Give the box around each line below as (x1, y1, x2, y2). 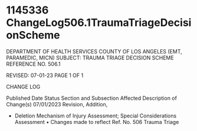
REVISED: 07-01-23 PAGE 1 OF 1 (6, 72, 84, 79)
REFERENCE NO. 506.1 (6, 60, 61, 68)
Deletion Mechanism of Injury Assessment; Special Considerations (14, 112, 177, 119)
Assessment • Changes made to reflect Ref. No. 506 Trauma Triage (14, 118, 179, 125)
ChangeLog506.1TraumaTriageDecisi (6, 16, 192, 29)
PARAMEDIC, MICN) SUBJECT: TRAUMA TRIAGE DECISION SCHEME (6, 54, 174, 61)
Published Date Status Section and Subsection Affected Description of (6, 95, 177, 102)
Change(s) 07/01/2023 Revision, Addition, (6, 100, 108, 108)
